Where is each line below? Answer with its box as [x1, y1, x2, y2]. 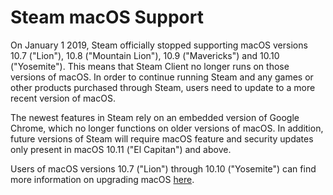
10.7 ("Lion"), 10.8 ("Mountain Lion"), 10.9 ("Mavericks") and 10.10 [10, 49, 280, 61]
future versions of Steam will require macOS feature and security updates [10, 132, 314, 145]
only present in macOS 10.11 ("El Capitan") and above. [10, 143, 232, 155]
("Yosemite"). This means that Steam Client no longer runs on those [10, 60, 290, 72]
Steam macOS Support [10, 6, 204, 29]
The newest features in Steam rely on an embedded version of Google [10, 111, 300, 123]
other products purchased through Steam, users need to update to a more [10, 81, 316, 93]
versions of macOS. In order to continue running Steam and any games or [10, 71, 314, 83]
